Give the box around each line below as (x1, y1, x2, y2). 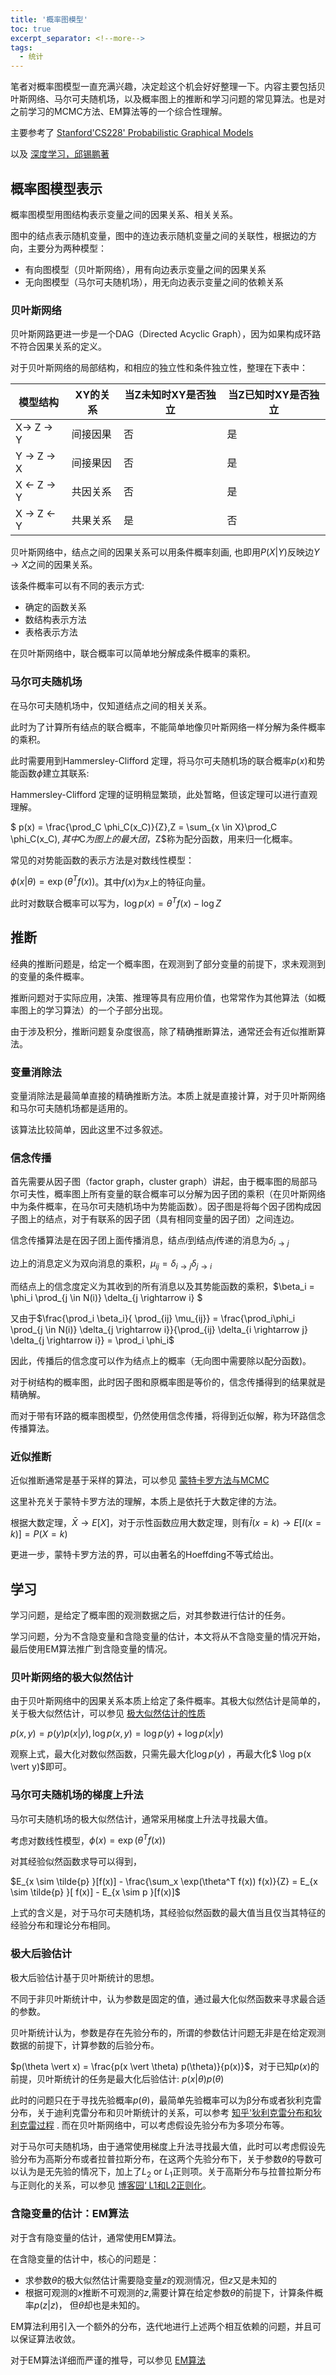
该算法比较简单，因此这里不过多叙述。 (10, 1123, 168, 1135)
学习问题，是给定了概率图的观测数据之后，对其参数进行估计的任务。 (10, 1609, 291, 1621)
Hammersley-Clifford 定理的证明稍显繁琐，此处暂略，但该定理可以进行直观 (10, 788, 318, 800)
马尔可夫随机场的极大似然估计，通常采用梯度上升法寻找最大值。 (10, 1812, 273, 1825)
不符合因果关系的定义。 (10, 341, 107, 353)
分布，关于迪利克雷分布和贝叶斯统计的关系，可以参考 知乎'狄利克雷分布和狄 (10, 2106, 323, 2118)
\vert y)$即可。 (10, 1761, 73, 1773)
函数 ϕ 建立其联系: (18, 767, 90, 779)
